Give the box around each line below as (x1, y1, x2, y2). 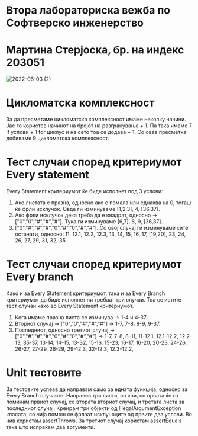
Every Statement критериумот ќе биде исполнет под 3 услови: (6, 188, 164, 194)
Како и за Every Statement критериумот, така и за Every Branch (6, 290, 165, 297)
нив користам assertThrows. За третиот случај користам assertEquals (6, 417, 182, 424)
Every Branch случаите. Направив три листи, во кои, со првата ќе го (6, 392, 178, 399)
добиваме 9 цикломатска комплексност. (6, 134, 109, 142)
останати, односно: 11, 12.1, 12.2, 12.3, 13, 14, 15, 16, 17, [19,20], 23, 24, (14, 230, 186, 238)
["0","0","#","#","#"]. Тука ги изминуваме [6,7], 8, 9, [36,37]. (14, 218, 163, 225)
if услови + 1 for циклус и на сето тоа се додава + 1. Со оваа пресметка (6, 129, 187, 136)
